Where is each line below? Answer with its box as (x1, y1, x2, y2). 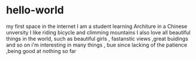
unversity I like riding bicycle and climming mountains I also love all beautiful (6, 29, 191, 36)
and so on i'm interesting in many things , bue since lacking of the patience (6, 41, 188, 48)
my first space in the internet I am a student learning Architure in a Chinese (6, 23, 188, 30)
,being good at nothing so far (6, 47, 76, 54)
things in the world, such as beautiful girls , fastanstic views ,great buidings (6, 35, 189, 42)
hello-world (6, 3, 65, 17)
